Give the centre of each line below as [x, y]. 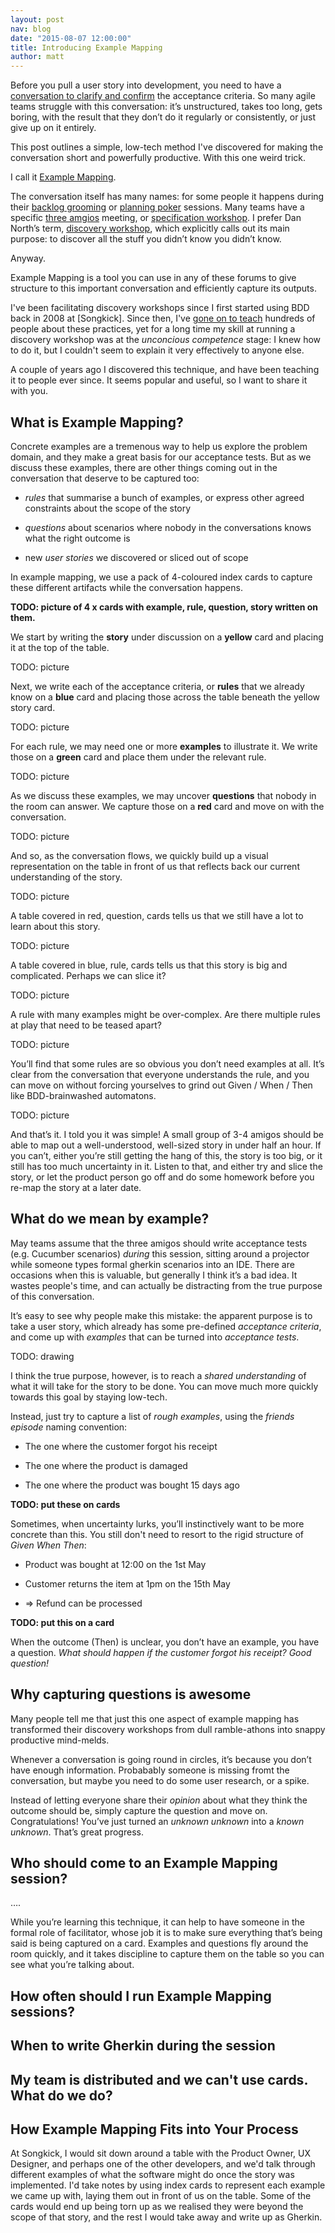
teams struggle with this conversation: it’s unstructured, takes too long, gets [166, 107]
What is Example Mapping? [97, 422]
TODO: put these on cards [65, 1504]
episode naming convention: [69, 1427]
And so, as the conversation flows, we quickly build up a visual [139, 855]
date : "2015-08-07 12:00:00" [71, 38]
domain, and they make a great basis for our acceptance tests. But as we [161, 457]
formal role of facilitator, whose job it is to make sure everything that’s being [166, 1933]
